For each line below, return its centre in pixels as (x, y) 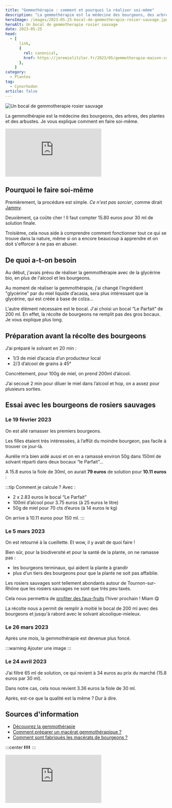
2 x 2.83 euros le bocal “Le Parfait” (50, 497)
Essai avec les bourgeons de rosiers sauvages (81, 405)
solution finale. (21, 223)
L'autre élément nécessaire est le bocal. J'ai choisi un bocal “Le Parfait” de (84, 309)
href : (30, 58)
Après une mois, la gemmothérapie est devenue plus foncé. (68, 638)
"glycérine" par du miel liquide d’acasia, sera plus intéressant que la (77, 294)
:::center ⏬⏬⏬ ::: (21, 747)
